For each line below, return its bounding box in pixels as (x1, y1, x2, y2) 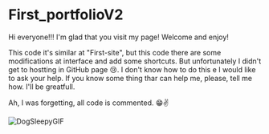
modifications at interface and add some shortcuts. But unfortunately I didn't (8, 56, 262, 66)
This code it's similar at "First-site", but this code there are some (8, 47, 222, 57)
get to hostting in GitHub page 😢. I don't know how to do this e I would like (8, 64, 256, 74)
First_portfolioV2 (8, 6, 124, 24)
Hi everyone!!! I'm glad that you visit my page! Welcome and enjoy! (8, 32, 229, 42)
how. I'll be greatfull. (8, 82, 75, 91)
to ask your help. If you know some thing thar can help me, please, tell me (8, 73, 253, 83)
